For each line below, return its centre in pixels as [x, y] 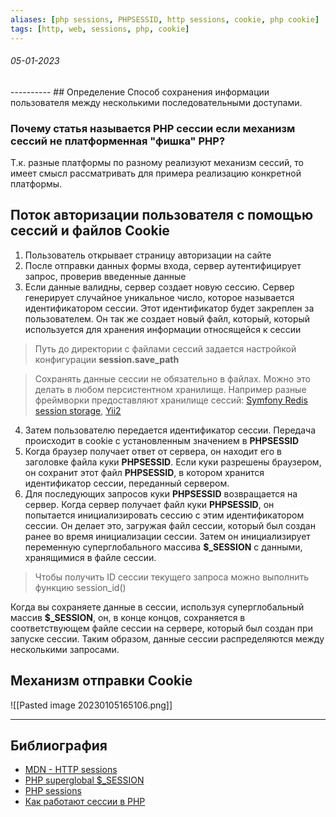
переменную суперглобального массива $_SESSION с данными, [163, 547]
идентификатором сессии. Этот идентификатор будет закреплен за [169, 308]
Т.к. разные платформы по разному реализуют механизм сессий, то [157, 162]
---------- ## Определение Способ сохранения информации [140, 92]
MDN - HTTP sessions [71, 770]
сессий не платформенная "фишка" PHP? [118, 141]
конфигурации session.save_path [107, 359]
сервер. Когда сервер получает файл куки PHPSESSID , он [149, 504]
